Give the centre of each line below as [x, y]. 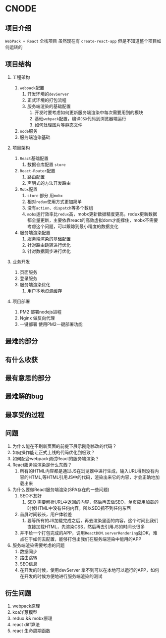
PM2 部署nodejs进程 [41, 312]
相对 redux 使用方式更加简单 [55, 202]
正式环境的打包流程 [47, 100]
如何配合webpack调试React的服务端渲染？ [56, 458]
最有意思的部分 [28, 378]
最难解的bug [24, 397]
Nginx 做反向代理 [37, 318]
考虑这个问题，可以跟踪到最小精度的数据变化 [73, 226]
